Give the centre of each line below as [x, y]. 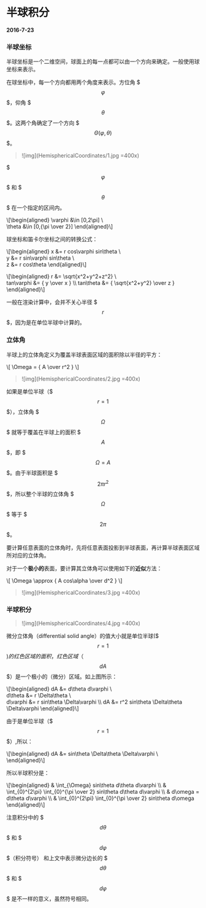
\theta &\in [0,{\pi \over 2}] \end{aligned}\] [60, 227]
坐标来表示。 [22, 69]
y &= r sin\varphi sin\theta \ [40, 258]
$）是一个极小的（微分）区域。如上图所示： [62, 677]
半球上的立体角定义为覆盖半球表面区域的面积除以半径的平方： [84, 354]
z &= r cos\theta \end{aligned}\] [47, 265]
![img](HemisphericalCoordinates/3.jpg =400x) [81, 592]
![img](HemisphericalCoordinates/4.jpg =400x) [81, 623]
